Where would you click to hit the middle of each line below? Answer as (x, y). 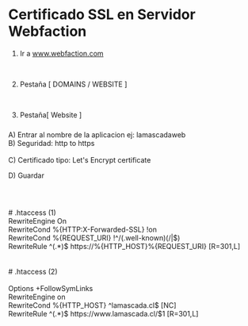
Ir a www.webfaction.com (62, 53)
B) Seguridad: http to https (52, 144)
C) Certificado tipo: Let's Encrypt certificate (80, 160)
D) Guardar (27, 175)
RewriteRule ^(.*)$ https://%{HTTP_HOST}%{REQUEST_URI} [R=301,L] (124, 246)
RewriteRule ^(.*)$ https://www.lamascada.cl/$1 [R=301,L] (103, 313)
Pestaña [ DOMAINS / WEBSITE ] (73, 84)
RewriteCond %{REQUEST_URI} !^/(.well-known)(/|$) (94, 238)
